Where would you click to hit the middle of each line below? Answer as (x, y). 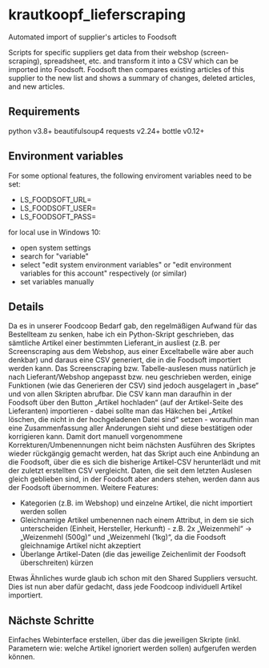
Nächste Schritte (51, 620)
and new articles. (37, 87)
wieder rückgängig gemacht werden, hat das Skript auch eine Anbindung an (134, 453)
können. (22, 657)
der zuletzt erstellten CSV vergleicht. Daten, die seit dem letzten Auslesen (130, 471)
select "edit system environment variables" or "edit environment (126, 264)
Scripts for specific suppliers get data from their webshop (104, 52)
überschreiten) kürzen (56, 563)
